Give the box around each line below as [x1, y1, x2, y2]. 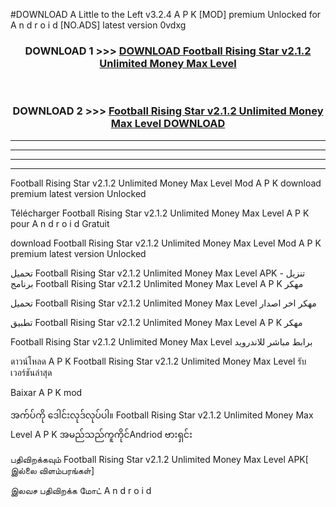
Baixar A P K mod [10, 386, 83, 398]
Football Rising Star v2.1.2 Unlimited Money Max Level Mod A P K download [10, 177, 322, 189]
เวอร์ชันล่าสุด [10, 366, 53, 378]
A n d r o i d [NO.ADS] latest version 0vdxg [10, 19, 187, 31]
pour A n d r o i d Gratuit [10, 217, 110, 229]
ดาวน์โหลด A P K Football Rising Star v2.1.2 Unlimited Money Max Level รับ [10, 355, 307, 367]
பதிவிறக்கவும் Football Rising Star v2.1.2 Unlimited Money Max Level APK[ [10, 453, 309, 465]
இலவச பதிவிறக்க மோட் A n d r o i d [10, 484, 152, 496]
